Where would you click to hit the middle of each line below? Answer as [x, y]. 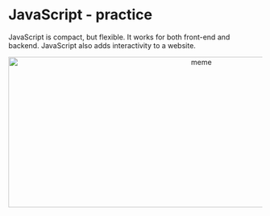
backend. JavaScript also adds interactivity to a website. [102, 45]
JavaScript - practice [81, 15]
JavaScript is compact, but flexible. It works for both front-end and [119, 37]
